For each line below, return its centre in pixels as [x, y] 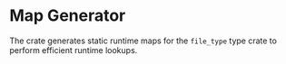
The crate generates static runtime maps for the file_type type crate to [143, 41]
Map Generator [68, 16]
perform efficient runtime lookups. [74, 50]
